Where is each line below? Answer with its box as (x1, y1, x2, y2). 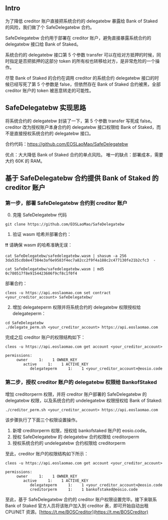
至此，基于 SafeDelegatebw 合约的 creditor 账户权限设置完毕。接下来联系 (5, 496, 157, 502)
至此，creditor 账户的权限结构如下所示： (5, 450, 89, 456)
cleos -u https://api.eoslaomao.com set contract (5, 291, 111, 296)
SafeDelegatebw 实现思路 (5, 104, 86, 112)
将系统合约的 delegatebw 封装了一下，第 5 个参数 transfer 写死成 (5, 118, 139, 124)
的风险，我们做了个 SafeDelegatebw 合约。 (5, 24, 95, 30)
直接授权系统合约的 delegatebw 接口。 (14, 130, 94, 136)
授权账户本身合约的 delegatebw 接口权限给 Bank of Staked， (31, 124, 157, 130)
